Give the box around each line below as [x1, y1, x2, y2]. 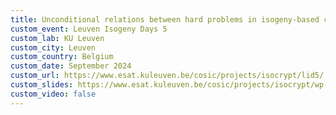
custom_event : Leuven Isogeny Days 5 [10, 24, 168, 34]
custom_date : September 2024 [10, 61, 132, 71]
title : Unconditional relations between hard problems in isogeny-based [10, 14, 320, 25]
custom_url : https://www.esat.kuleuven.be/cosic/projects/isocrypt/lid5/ [10, 71, 325, 81]
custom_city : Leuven [10, 42, 97, 53]
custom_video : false [10, 89, 97, 99]
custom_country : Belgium [10, 52, 114, 62]
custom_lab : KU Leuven [10, 33, 105, 43]
